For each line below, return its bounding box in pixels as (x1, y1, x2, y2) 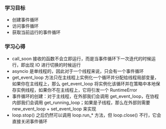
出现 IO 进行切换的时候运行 (25, 62, 81, 68)
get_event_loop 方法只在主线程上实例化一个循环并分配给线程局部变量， (12, 74, 159, 80)
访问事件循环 (12, 23, 39, 29)
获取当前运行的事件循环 (12, 29, 61, 36)
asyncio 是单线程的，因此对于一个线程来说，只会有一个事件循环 (12, 68, 144, 74)
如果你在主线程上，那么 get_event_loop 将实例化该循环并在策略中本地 (12, 80, 156, 86)
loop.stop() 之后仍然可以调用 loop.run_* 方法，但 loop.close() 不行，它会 (12, 112, 161, 118)
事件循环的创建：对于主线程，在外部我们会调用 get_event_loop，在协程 (12, 93, 159, 99)
